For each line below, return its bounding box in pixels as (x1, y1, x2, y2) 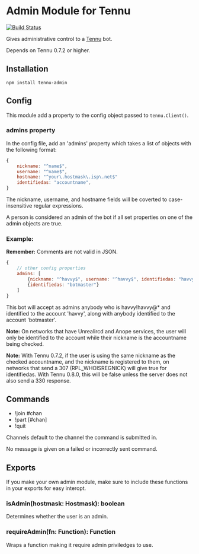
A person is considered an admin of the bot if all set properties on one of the (6, 214, 193, 221)
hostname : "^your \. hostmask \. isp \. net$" (17, 174, 118, 180)
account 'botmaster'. (6, 316, 57, 323)
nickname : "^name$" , (17, 163, 68, 169)
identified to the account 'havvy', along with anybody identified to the (6, 310, 176, 317)
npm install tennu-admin (6, 79, 68, 85)
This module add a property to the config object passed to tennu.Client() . (6, 112, 189, 119)
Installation (6, 64, 49, 74)
